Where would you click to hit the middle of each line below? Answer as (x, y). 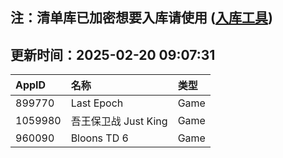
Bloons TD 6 (99, 138)
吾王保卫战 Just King (119, 121)
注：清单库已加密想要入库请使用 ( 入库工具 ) (141, 18)
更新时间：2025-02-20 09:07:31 (113, 54)
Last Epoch (97, 103)
